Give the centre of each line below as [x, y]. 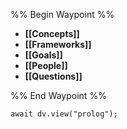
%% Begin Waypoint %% [62, 14]
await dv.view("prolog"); [64, 114]
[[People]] [46, 65]
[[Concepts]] [52, 33]
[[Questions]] [53, 76]
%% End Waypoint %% [58, 95]
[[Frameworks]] [58, 44]
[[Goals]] [43, 55]
